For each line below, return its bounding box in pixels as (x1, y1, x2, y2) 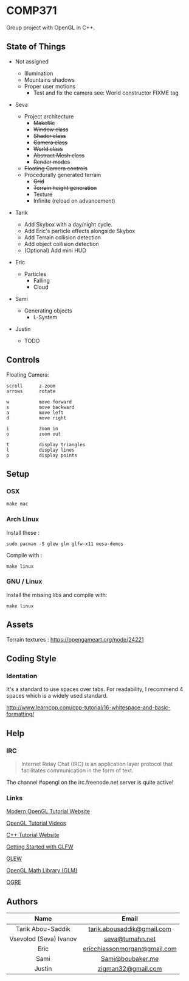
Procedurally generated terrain (24, 171, 101, 178)
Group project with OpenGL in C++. (6, 24, 95, 31)
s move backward (6, 404, 75, 410)
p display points (6, 452, 78, 458)
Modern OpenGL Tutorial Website (6, 808, 90, 815)
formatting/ (6, 711, 35, 718)
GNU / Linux (6, 577, 43, 586)
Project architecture (24, 112, 74, 120)
